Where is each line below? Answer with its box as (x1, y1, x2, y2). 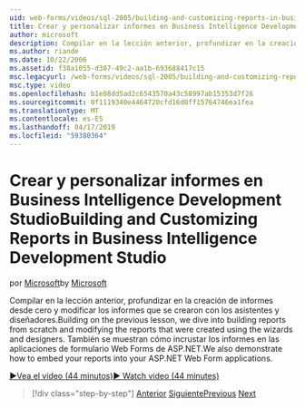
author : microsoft (9, 30, 79, 39)
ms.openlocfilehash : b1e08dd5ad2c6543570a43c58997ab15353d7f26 (9, 89, 254, 98)
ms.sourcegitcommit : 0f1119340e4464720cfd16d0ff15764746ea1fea (9, 97, 254, 107)
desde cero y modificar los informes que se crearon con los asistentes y (9, 305, 280, 316)
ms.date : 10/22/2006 (9, 55, 88, 64)
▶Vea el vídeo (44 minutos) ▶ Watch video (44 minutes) (9, 370, 220, 381)
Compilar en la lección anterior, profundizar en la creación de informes (9, 295, 274, 306)
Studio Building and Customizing (9, 209, 259, 229)
